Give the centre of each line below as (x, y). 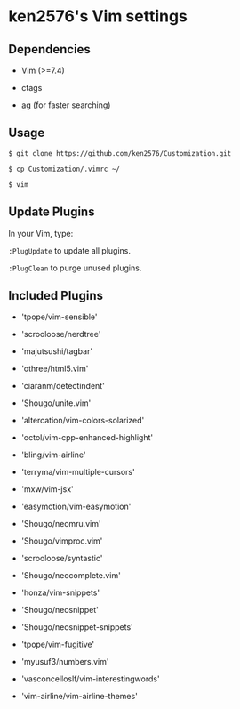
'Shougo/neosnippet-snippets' (77, 627)
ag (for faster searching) (66, 105)
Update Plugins (52, 212)
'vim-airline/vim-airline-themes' (80, 697)
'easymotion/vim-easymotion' (76, 507)
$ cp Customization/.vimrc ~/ (64, 169)
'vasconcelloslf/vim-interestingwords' (91, 679)
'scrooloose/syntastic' (62, 559)
